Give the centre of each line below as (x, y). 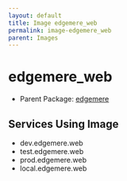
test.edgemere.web (52, 151)
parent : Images (33, 38)
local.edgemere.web (53, 168)
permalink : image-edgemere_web (60, 30)
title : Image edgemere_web (53, 23)
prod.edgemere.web (53, 160)
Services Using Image (63, 124)
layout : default (35, 15)
